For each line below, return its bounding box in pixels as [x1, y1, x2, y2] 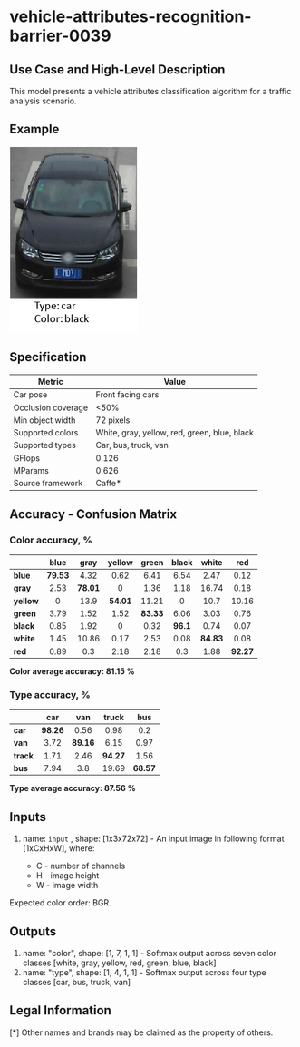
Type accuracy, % [9, 688, 91, 700]
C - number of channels [35, 860, 126, 872]
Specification [9, 349, 87, 365]
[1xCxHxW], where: [22, 843, 95, 854]
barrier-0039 [9, 25, 111, 46]
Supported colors [13, 427, 79, 438]
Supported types [13, 440, 77, 451]
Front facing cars [95, 389, 160, 400]
